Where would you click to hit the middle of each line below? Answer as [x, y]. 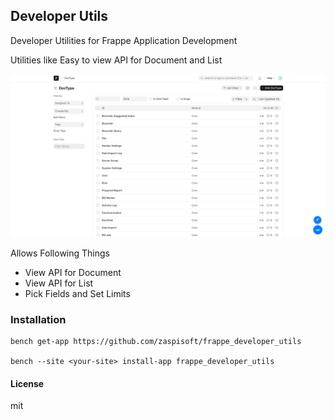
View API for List [59, 283]
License [27, 383]
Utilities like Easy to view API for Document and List [116, 60]
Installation [38, 319]
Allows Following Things [60, 253]
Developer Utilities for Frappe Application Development [124, 40]
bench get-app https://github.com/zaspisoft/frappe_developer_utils [156, 341]
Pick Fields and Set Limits [77, 293]
